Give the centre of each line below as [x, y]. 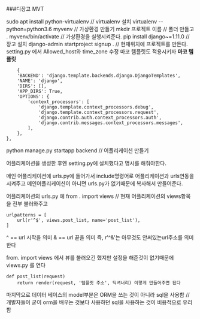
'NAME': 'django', [40, 81]
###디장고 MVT [25, 9]
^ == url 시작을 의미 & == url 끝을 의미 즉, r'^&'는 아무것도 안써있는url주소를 [95, 237]
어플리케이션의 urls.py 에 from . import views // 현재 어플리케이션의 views [94, 196]
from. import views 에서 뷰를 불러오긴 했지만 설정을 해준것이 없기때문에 [90, 258]
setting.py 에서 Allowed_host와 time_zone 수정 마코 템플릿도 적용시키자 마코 [97, 52]
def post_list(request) [36, 276]
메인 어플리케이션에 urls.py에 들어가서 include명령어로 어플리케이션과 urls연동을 [100, 176]
